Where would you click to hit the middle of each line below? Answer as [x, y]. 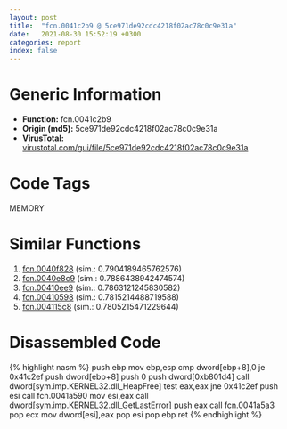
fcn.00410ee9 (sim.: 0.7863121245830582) [101, 287]
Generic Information [86, 95]
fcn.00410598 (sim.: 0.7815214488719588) [101, 297]
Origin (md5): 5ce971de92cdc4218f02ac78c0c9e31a [120, 129]
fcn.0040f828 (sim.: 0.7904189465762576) [102, 269]
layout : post [33, 17]
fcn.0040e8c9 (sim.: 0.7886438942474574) [103, 278]
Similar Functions [75, 244]
